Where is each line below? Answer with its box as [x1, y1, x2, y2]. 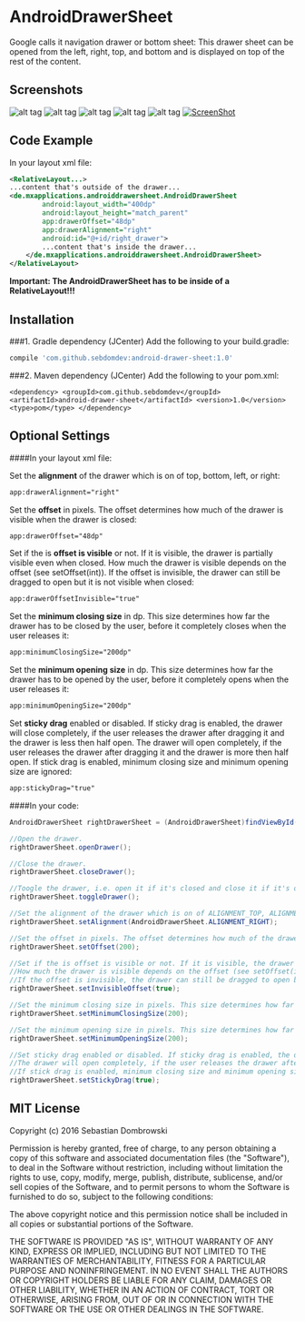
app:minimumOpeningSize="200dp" [9, 701, 132, 711]
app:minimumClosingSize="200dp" [9, 648, 132, 657]
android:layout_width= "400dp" [42, 200, 156, 209]
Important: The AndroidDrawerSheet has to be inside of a [9, 276, 230, 287]
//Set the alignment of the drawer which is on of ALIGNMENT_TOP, [9, 909, 266, 919]
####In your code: [9, 799, 80, 811]
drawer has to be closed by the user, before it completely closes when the [9, 621, 287, 632]
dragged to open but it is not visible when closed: [9, 576, 194, 588]
